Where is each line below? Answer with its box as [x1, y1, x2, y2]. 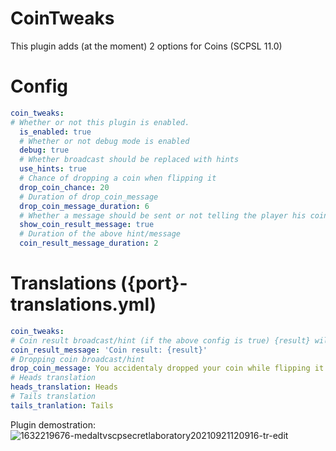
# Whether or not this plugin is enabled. [10, 117, 190, 127]
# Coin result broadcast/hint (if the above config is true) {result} [10, 335, 311, 346]
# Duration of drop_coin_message [19, 192, 159, 202]
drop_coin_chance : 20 [19, 182, 110, 192]
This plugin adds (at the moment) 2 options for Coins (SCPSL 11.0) [10, 40, 283, 52]
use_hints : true [19, 164, 87, 174]
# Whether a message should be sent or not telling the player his [19, 210, 307, 221]
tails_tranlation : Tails [10, 400, 114, 411]
